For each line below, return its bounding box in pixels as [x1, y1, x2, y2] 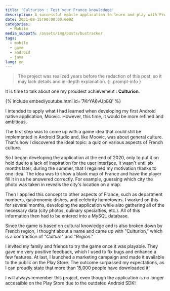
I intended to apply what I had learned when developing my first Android [5, 108, 156, 114]
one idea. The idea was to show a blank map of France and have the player [5, 171, 162, 177]
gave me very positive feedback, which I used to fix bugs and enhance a [5, 249, 157, 255]
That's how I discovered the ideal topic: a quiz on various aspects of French [5, 139, 163, 146]
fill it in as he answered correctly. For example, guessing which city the [5, 176, 153, 183]
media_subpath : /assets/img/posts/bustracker [5, 31, 103, 36]
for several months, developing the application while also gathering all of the [5, 202, 164, 208]
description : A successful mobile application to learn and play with [5, 12, 157, 17]
